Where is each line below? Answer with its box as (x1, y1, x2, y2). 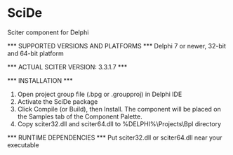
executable (7, 140, 40, 149)
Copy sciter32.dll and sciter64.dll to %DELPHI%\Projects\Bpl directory (17, 119, 221, 128)
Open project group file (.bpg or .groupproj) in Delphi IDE (17, 90, 182, 98)
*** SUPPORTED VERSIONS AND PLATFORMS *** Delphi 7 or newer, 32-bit (7, 41, 226, 50)
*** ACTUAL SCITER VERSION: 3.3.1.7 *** (7, 62, 128, 71)
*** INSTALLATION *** (7, 76, 74, 85)
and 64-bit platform (7, 49, 65, 58)
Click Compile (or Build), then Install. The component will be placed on (17, 105, 221, 113)
